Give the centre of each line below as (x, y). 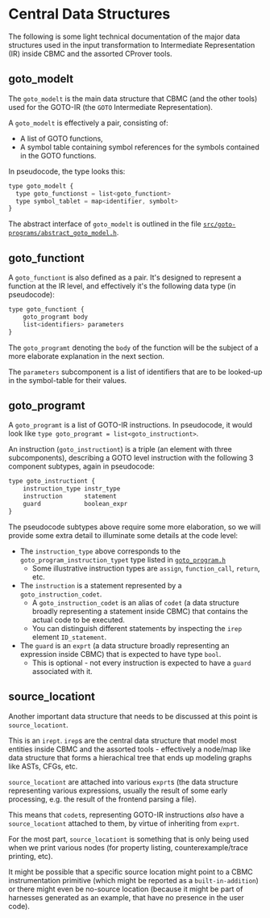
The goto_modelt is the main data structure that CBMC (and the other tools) (133, 99)
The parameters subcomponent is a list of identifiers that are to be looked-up (135, 372)
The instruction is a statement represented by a (101, 585)
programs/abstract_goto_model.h (62, 234)
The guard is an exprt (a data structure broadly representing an (125, 645)
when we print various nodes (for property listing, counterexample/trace (128, 847)
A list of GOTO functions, (61, 138)
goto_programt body (56, 317)
